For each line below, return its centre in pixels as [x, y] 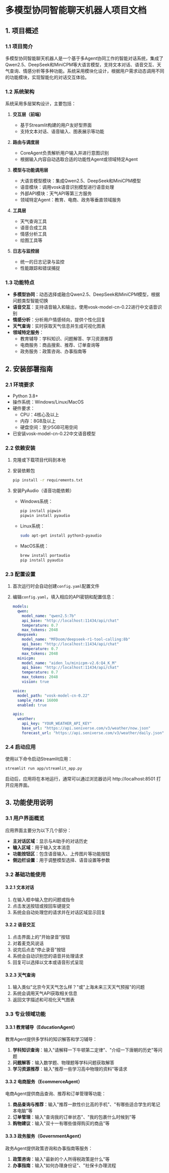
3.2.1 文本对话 [20, 887]
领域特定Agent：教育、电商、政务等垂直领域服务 [70, 200]
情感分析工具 [33, 234]
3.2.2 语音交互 [20, 925]
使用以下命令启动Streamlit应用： [39, 759]
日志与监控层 [26, 251]
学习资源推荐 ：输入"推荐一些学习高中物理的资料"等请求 [70, 1069]
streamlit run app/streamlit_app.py [44, 768]
